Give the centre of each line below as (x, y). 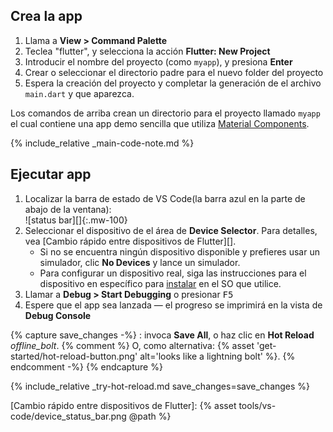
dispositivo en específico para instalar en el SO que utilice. (160, 283)
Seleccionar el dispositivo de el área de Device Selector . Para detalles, (171, 230)
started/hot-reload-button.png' (74, 356)
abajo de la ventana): (68, 209)
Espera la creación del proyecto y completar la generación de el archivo (173, 83)
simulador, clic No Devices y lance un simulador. (140, 262)
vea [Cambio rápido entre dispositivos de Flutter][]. (130, 241)
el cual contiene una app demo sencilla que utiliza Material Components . (160, 123)
